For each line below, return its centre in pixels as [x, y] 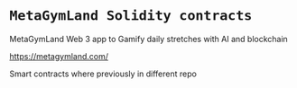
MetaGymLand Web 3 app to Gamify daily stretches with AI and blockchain [149, 39]
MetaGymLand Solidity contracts [131, 16]
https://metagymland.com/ [59, 56]
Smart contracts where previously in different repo [103, 74]
